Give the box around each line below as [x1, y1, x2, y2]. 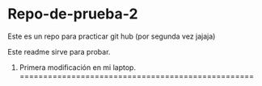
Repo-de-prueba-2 [7, 5, 138, 23]
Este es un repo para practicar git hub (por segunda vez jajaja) [7, 31, 216, 41]
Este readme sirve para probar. [7, 47, 111, 56]
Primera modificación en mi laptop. [19, 62, 137, 72]
